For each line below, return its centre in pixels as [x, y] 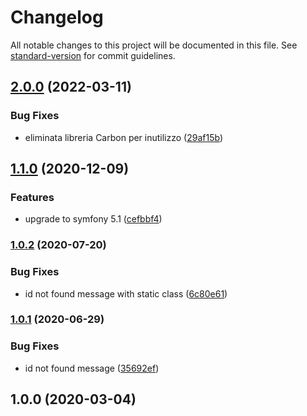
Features [32, 197]
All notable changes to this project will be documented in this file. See [154, 45]
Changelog [57, 17]
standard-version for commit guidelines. [93, 55]
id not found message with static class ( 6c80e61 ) [126, 293]
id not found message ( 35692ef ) [92, 368]
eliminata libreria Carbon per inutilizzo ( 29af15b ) [124, 137]
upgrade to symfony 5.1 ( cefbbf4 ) [93, 219]
